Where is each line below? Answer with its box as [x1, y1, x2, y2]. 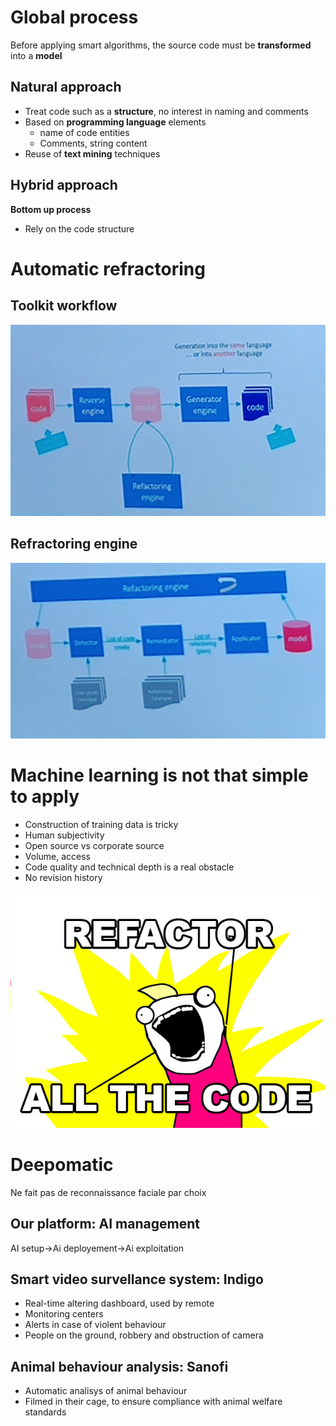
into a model [10, 49, 63, 61]
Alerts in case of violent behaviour [24, 1319, 167, 1331]
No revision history [24, 871, 103, 883]
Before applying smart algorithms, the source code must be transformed [10, 39, 312, 51]
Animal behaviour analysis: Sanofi [10, 1358, 229, 1375]
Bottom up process [10, 203, 92, 215]
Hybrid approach [10, 177, 118, 194]
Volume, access [24, 850, 92, 862]
